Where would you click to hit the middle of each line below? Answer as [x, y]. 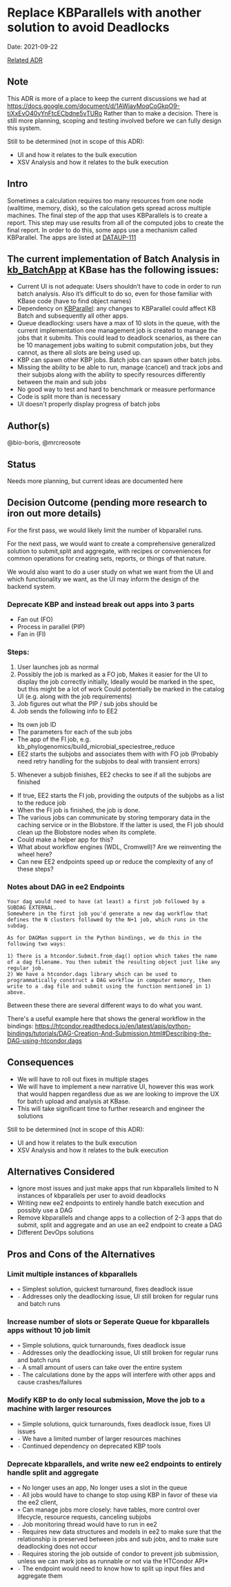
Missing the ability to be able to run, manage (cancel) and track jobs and [120, 368]
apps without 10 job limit [49, 1330]
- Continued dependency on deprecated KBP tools [89, 1446]
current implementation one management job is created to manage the [118, 331]
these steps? [35, 869]
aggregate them [40, 1575]
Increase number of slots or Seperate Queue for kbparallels [109, 1321]
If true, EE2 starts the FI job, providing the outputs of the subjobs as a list [121, 796]
